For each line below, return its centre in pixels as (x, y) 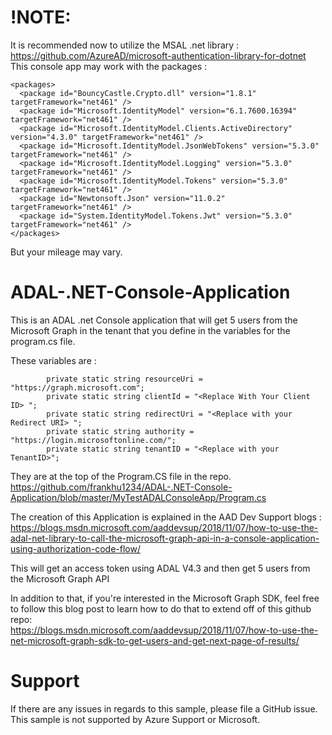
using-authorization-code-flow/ (75, 548)
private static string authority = (120, 431)
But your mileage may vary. (66, 252)
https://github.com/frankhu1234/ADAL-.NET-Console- (121, 487)
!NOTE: (41, 17)
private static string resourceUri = (124, 379)
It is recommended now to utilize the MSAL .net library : (125, 45)
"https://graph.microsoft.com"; (77, 387)
